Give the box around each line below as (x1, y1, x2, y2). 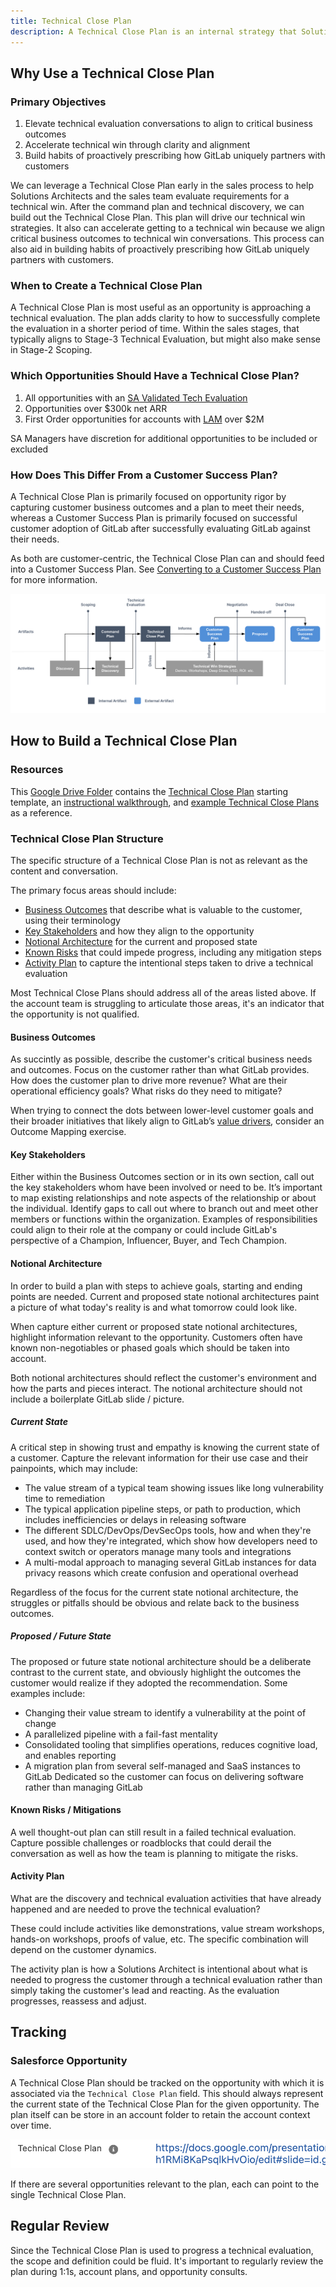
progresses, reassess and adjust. (10, 1995, 147, 2007)
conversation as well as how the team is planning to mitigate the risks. (10, 1847, 299, 1859)
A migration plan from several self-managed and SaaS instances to (24, 1760, 301, 1772)
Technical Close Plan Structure (10, 831, 164, 845)
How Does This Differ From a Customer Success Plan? (10, 468, 278, 482)
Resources (10, 763, 64, 777)
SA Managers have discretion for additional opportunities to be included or (10, 432, 318, 444)
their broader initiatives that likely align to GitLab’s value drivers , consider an (10, 1115, 325, 1127)
